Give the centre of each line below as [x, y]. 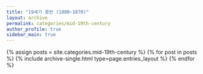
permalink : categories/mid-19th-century [59, 23]
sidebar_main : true [31, 35]
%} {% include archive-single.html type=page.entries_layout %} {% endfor [101, 59]
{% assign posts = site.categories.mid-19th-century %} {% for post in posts [102, 52]
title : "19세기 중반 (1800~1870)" [48, 12]
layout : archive [27, 18]
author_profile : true [34, 29]
